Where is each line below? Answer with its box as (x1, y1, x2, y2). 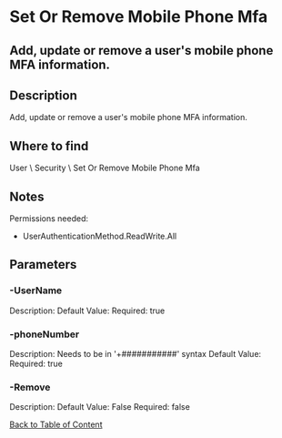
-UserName (9, 284, 63, 297)
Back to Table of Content (9, 419, 103, 430)
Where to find (9, 138, 89, 154)
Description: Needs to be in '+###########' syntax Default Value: (9, 349, 262, 359)
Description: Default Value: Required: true (9, 305, 166, 316)
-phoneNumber (9, 328, 80, 341)
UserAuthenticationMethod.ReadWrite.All (22, 230, 177, 242)
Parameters (9, 257, 77, 272)
